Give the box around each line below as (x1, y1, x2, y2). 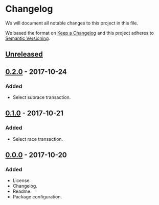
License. (12, 177, 31, 184)
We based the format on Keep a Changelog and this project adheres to (5, 30, 154, 36)
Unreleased (5, 50, 43, 59)
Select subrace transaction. (12, 94, 71, 100)
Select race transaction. (12, 136, 63, 142)
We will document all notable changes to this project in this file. (5, 20, 139, 26)
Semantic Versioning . (5, 35, 50, 41)
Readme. (12, 188, 32, 194)
